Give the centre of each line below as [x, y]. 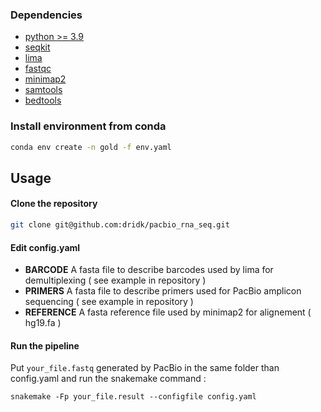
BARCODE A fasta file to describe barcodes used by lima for [149, 270]
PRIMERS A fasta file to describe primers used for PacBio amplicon [163, 291]
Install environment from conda [88, 126]
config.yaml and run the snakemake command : [108, 379]
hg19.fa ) [43, 323]
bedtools [43, 100]
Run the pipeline [45, 345]
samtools [43, 90]
